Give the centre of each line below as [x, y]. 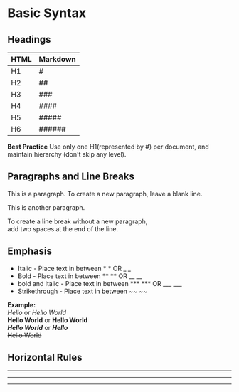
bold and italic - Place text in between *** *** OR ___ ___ [100, 283]
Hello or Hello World [37, 312]
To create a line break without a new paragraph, [78, 221]
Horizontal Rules [45, 357]
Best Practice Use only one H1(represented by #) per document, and [108, 147]
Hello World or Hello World [48, 320]
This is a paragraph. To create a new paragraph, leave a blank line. [105, 194]
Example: [22, 304]
